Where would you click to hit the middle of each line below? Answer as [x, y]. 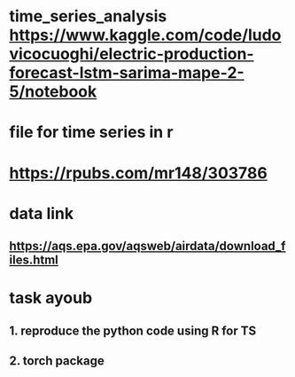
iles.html [34, 260]
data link [42, 213]
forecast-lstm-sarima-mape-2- [127, 73]
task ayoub [51, 298]
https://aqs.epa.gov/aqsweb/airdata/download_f [147, 246]
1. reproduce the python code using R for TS [133, 330]
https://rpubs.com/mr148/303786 [138, 173]
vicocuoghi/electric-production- [132, 54]
